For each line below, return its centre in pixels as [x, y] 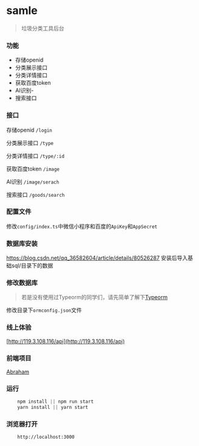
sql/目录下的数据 [32, 266]
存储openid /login [30, 130]
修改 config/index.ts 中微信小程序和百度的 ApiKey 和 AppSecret [82, 226]
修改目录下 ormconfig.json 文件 [44, 310]
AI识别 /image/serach [33, 182]
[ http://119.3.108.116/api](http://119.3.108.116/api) [66, 341]
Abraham [18, 372]
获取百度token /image [33, 169]
